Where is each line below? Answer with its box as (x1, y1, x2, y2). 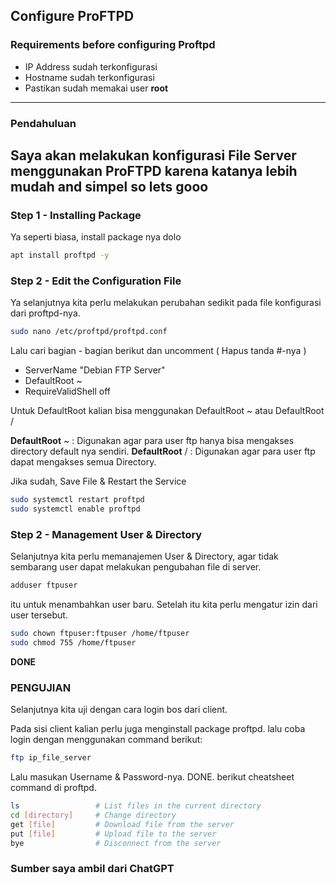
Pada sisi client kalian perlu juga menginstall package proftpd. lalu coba (10, 723, 306, 735)
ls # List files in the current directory (10, 801, 262, 811)
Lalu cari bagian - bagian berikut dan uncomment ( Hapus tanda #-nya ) (10, 345, 307, 357)
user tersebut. (10, 609, 68, 621)
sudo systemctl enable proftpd (10, 504, 141, 514)
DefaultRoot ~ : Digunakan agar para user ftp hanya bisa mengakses (10, 435, 295, 447)
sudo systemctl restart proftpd (10, 495, 145, 505)
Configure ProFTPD (10, 8, 135, 25)
